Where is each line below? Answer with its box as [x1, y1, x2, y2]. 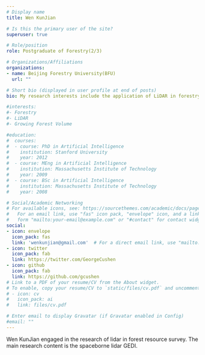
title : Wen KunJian [6, 15, 56, 21]
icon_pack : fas [12, 233, 51, 240]
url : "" [12, 76, 32, 82]
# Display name [6, 9, 45, 15]
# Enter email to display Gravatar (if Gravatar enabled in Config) [6, 313, 184, 320]
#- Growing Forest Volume [6, 121, 72, 127]
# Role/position [6, 42, 48, 49]
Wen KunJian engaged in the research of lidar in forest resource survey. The [6, 335, 198, 343]
